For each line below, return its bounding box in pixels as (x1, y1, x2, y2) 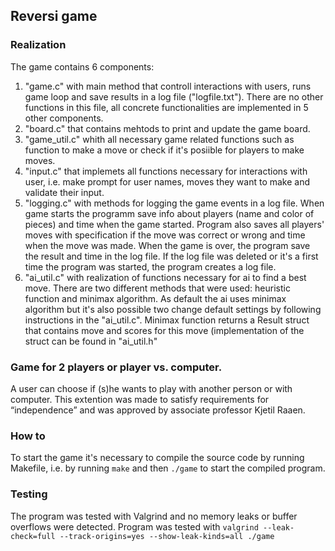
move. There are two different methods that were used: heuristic (24, 282, 291, 294)
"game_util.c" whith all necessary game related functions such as (24, 133, 295, 145)
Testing (10, 487, 48, 501)
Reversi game (10, 8, 98, 25)
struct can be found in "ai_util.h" (24, 335, 158, 347)
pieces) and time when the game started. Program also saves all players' (24, 218, 325, 230)
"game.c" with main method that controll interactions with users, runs (24, 80, 312, 92)
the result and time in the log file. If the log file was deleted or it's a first (24, 250, 319, 262)
